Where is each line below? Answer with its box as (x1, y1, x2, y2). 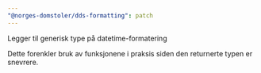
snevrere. (7, 57, 39, 67)
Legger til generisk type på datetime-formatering (7, 33, 167, 43)
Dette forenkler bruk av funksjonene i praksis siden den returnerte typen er (7, 48, 253, 58)
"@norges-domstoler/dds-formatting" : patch (7, 11, 154, 20)
